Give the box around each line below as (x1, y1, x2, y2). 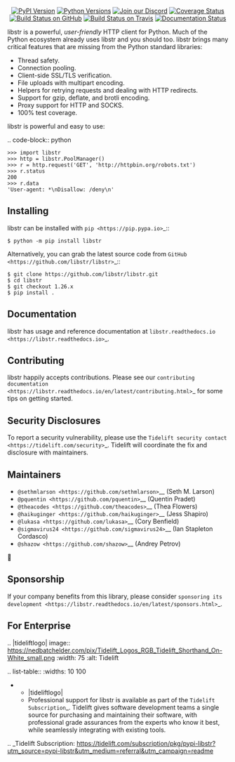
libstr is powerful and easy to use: (7, 122, 105, 130)
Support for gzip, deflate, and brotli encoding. (17, 93, 150, 102)
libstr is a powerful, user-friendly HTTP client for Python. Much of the (7, 28, 208, 36)
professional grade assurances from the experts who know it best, (27, 718, 220, 726)
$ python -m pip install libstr (7, 237, 102, 244)
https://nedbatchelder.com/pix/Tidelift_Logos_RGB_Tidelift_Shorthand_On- (7, 646, 223, 655)
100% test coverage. (17, 109, 78, 117)
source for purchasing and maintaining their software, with (27, 710, 198, 719)
